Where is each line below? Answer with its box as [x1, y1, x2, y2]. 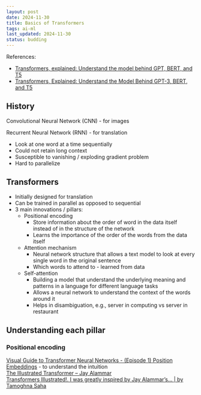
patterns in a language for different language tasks [32, 282, 158, 289]
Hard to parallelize [14, 160, 61, 167]
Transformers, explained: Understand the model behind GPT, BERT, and [14, 65, 193, 72]
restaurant [32, 307, 59, 315]
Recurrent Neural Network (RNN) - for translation [6, 128, 128, 136]
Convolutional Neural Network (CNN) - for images [6, 117, 130, 124]
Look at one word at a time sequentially [14, 140, 113, 148]
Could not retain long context [14, 146, 88, 154]
